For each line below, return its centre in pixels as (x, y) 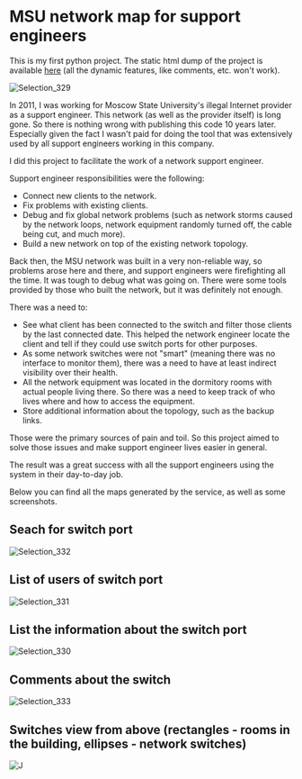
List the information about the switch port (128, 629)
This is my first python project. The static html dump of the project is (136, 60)
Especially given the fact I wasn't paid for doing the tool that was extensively (151, 133)
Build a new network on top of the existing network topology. (135, 243)
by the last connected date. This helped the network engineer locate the (156, 334)
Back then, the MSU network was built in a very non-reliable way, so (136, 261)
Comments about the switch (90, 679)
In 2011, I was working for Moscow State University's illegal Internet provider (151, 104)
